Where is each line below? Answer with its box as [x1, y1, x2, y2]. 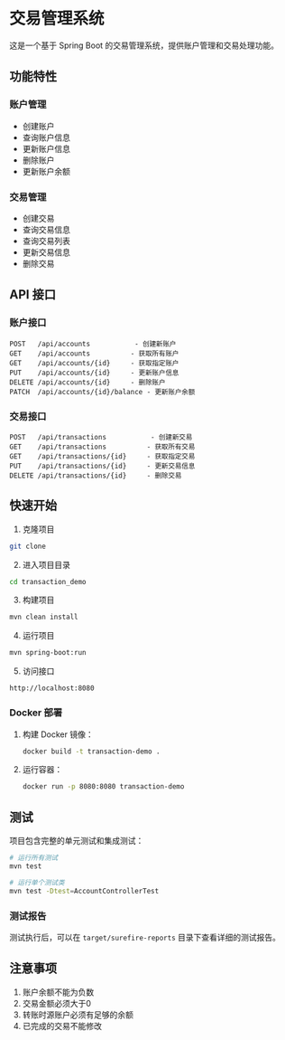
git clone [9, 542, 47, 551]
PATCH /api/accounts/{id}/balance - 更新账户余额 [9, 387, 196, 396]
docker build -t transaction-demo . [22, 747, 161, 756]
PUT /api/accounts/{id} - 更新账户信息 [9, 368, 179, 377]
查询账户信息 [22, 132, 70, 143]
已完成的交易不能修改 [22, 1020, 102, 1031]
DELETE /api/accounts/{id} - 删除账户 [9, 377, 166, 387]
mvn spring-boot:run [9, 648, 87, 657]
